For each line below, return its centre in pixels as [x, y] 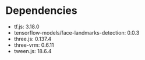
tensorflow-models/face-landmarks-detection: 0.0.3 [77, 32]
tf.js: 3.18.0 [26, 27]
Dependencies [41, 11]
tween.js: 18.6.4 [33, 51]
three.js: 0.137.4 [33, 39]
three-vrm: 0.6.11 [34, 45]
